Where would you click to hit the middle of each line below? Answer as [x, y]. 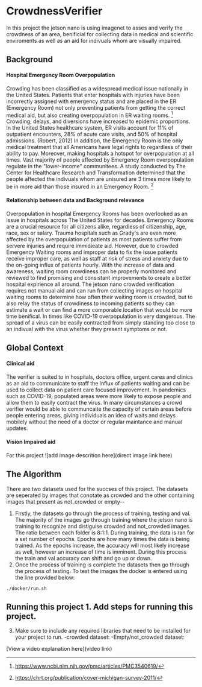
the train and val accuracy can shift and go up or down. [83, 558]
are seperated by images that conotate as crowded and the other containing [100, 495]
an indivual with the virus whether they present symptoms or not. [87, 329]
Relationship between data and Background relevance [75, 200]
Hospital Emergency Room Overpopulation [61, 75]
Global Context [35, 348]
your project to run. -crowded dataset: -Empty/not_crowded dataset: [100, 637]
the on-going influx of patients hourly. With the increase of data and [90, 265]
